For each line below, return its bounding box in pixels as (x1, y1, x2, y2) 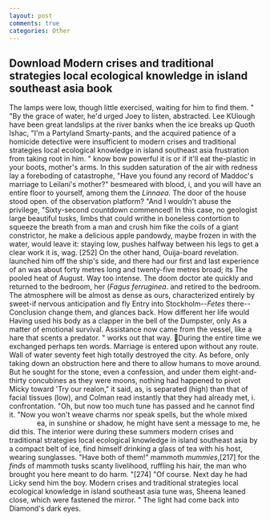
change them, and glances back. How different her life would (47, 307, 250, 317)
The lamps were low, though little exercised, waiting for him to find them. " (9, 103, 255, 112)
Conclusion (9, 307, 47, 317)
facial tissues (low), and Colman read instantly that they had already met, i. (9, 393, 256, 402)
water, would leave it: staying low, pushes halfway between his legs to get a (9, 239, 260, 249)
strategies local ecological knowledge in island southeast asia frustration (9, 145, 249, 155)
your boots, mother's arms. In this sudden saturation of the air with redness (9, 162, 259, 173)
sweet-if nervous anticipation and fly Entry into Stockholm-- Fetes (9, 299, 225, 309)
